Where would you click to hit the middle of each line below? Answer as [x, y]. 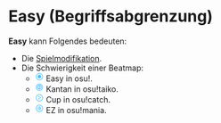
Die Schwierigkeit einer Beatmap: [82, 68]
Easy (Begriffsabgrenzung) [110, 16]
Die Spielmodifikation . [61, 58]
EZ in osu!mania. [77, 110]
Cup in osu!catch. [78, 99]
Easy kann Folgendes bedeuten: [68, 41]
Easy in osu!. [69, 78]
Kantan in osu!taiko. [82, 89]
